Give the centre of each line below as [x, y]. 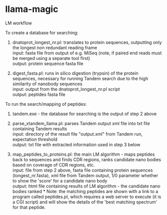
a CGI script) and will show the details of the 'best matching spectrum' [85, 202]
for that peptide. [29, 207]
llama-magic [32, 9]
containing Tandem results [40, 129]
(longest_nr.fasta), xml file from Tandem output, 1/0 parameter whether [85, 175]
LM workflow [19, 23]
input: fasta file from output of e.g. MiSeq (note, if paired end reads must [87, 53]
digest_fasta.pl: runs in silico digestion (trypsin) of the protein [75, 73]
